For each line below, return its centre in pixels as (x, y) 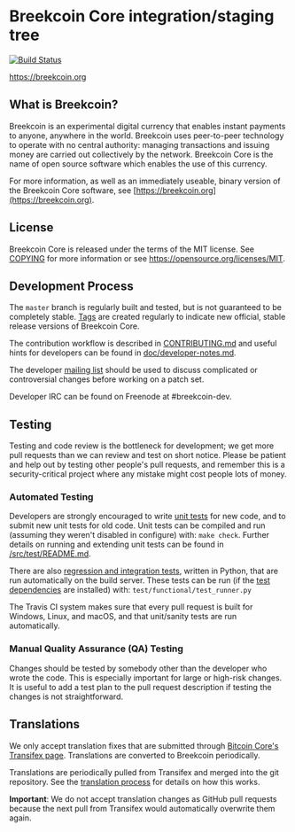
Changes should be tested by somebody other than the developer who (138, 668)
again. (21, 818)
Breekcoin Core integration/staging (142, 16)
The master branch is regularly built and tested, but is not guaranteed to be (145, 307)
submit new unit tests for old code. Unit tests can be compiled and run (137, 525)
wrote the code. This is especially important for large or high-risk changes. (146, 677)
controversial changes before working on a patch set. (107, 379)
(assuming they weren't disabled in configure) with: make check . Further (140, 535)
